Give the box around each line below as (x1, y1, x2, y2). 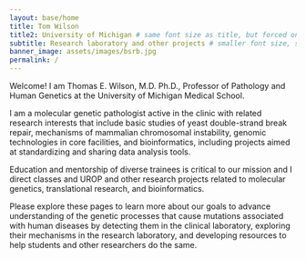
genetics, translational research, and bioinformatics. (9, 184, 205, 194)
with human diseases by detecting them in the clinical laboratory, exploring (9, 220, 291, 231)
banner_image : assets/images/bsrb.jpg (9, 47, 157, 56)
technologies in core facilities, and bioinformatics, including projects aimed (9, 137, 291, 147)
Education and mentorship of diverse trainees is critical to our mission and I (9, 164, 293, 174)
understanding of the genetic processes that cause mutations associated (9, 211, 284, 221)
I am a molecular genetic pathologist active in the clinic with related (9, 108, 262, 118)
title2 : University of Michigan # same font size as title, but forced (9, 30, 287, 39)
